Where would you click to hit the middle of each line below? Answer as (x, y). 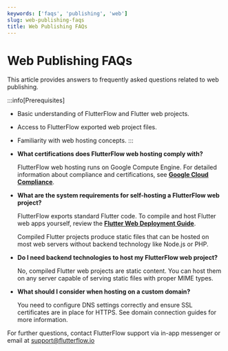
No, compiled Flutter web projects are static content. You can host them (119, 271)
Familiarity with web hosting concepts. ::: (75, 141)
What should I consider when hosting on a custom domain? (104, 292)
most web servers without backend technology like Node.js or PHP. (113, 244)
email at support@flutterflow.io (51, 341)
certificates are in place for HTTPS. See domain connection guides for (117, 312)
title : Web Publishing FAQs (48, 26)
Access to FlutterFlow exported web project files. (87, 127)
